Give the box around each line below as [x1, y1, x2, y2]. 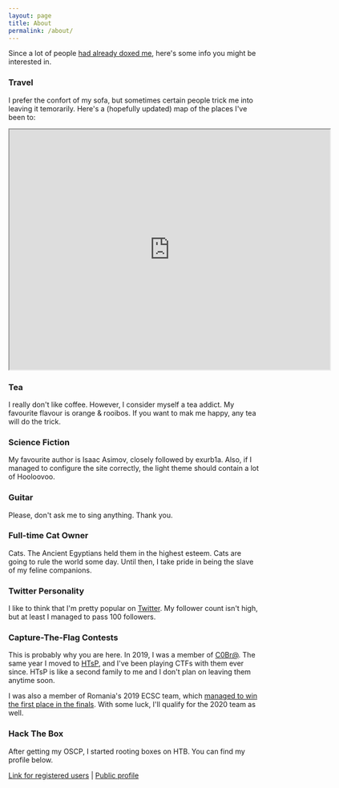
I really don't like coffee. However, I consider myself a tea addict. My [8, 400, 235, 409]
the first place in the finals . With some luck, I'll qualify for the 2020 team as [8, 700, 256, 710]
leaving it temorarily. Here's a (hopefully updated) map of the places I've [8, 103, 248, 113]
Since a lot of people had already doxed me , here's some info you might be [8, 49, 256, 58]
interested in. [8, 57, 52, 66]
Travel [8, 77, 34, 88]
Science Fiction [8, 436, 71, 448]
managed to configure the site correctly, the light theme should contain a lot [8, 464, 259, 473]
